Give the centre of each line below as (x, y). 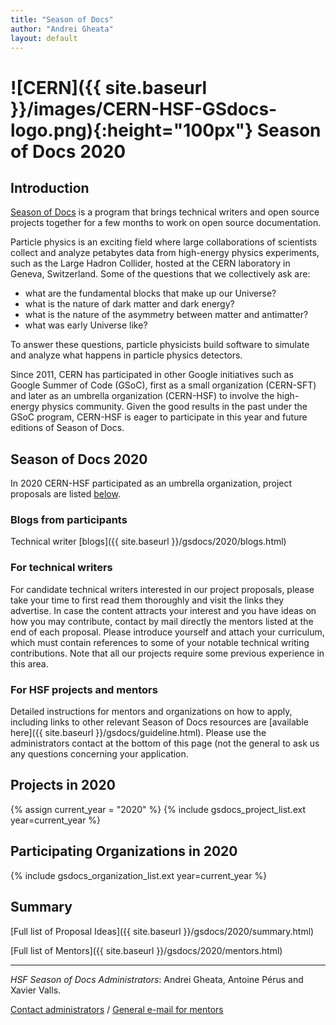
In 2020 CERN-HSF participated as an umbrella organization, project (151, 483)
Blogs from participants (69, 520)
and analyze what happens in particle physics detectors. (126, 355)
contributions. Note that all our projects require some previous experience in (167, 653)
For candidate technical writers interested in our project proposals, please (162, 589)
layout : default (44, 38)
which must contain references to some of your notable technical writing (160, 642)
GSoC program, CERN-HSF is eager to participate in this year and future (159, 417)
